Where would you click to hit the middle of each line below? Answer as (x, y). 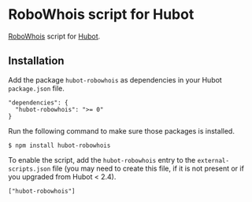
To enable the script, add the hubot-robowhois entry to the (102, 160)
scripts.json (30, 169)
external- (213, 160)
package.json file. (37, 88)
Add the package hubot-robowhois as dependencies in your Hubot (115, 79)
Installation (36, 61)
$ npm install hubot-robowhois (59, 145)
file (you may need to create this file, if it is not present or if (148, 168)
